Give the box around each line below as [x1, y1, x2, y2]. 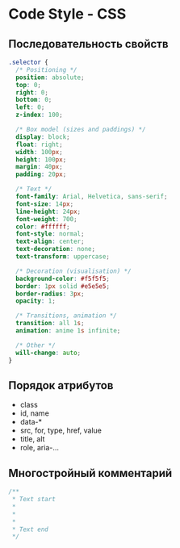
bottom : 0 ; [15, 96, 52, 104]
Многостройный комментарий [8, 466, 173, 480]
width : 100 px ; [15, 148, 63, 156]
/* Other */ [15, 341, 57, 349]
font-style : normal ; [15, 230, 85, 238]
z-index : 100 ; [15, 111, 63, 119]
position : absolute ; [15, 73, 85, 82]
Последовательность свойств [8, 37, 169, 51]
